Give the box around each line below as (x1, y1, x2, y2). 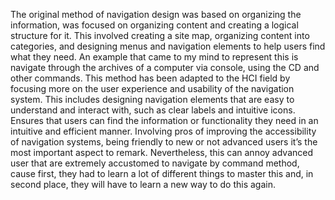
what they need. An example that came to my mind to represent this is (10, 51, 299, 63)
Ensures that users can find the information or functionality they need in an (10, 115, 319, 126)
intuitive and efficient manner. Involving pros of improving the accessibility (10, 125, 317, 137)
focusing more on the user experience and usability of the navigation (10, 83, 295, 94)
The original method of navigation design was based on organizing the (10, 9, 302, 20)
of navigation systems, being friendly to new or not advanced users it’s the (10, 136, 318, 148)
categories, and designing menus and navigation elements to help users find (10, 40, 326, 52)
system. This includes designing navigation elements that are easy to (10, 94, 295, 105)
